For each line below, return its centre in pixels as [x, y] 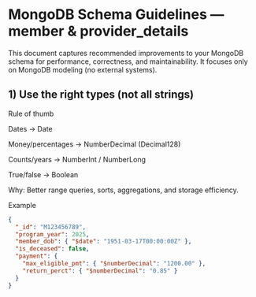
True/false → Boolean [43, 174]
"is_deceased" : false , [52, 249]
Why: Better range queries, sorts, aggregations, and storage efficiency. [123, 190]
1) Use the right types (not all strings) [101, 95]
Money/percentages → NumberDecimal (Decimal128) [95, 144]
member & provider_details [98, 31]
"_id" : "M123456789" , [51, 227]
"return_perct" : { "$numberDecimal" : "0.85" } [100, 271]
